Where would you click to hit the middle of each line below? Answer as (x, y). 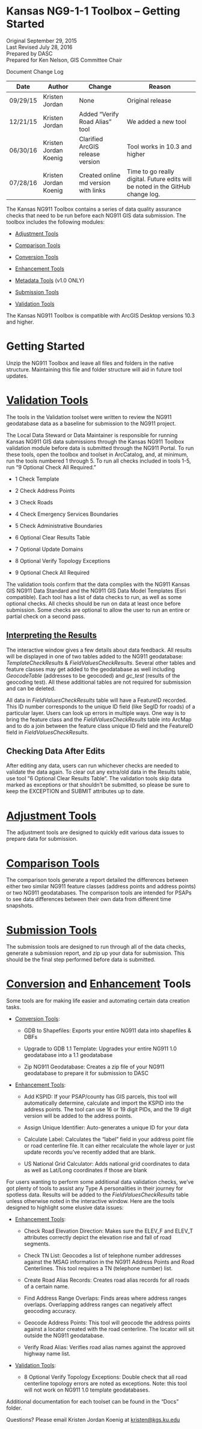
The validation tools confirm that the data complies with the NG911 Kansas (98, 584)
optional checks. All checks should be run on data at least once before (93, 603)
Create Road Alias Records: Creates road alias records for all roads (107, 1280)
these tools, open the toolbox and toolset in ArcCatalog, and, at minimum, (97, 454)
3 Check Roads (34, 502)
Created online (100, 175)
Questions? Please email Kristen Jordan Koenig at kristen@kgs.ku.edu (93, 1420)
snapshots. (20, 906)
